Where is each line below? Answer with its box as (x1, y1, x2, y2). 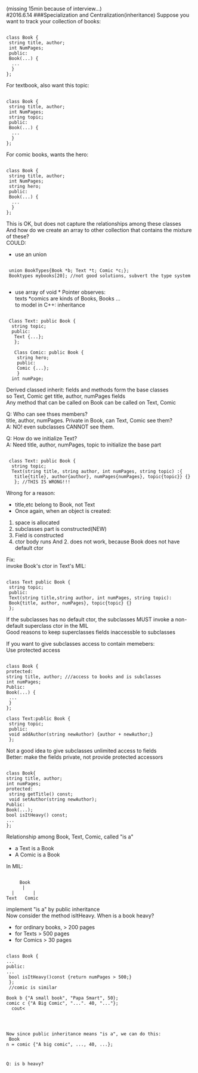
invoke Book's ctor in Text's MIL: (6, 563, 86, 569)
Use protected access (6, 646, 61, 653)
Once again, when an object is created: (14, 507, 112, 514)
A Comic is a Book (14, 851, 60, 858)
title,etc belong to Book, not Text (14, 501, 95, 508)
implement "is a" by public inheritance (6, 906, 100, 913)
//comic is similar (8, 984, 58, 990)
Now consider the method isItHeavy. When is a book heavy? (6, 912, 154, 919)
